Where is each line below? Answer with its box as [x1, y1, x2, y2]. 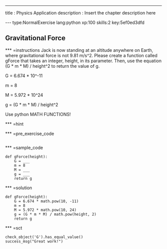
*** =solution [5, 185, 32, 191]
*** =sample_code [5, 144, 43, 150]
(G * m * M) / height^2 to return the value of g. [5, 63, 100, 69]
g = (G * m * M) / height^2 [5, 102, 59, 108]
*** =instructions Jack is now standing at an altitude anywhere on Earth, [5, 47, 153, 53]
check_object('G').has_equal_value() [5, 235, 83, 240]
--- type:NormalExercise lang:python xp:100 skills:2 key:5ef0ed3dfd [5, 19, 145, 25]
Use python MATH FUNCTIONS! [5, 111, 71, 117]
